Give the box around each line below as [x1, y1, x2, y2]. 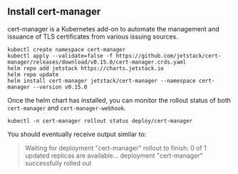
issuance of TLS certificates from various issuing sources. [7, 32, 178, 41]
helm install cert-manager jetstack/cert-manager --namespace [7, 77, 196, 84]
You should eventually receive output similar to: [7, 130, 147, 138]
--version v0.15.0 [33, 83, 88, 91]
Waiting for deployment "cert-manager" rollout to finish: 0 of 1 [24, 143, 207, 152]
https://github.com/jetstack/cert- [115, 52, 222, 59]
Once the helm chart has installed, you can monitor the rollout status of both [7, 96, 232, 104]
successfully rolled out [24, 158, 92, 167]
